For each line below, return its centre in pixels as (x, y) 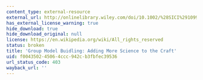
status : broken (25, 46)
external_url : (24, 17)
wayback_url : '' (27, 68)
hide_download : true (32, 29)
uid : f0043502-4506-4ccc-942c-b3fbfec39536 (62, 57)
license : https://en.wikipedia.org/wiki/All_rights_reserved (85, 40)
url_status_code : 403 (34, 62)
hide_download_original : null (44, 34)
